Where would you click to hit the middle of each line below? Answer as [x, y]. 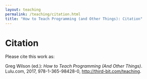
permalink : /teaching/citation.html [43, 14]
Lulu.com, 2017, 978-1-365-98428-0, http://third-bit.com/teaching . [73, 71]
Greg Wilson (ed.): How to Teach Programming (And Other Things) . [74, 66]
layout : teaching [23, 10]
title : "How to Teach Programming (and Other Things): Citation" [74, 19]
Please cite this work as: [30, 56]
